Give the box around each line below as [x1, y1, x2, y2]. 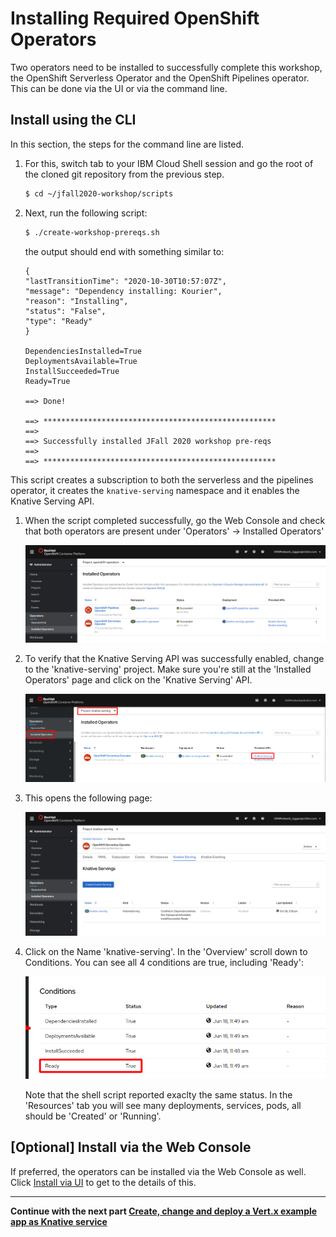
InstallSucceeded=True [24, 366, 120, 376]
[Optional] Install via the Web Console [10, 1139, 252, 1156]
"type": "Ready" [24, 316, 93, 326]
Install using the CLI [10, 112, 137, 129]
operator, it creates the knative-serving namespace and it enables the [10, 484, 300, 496]
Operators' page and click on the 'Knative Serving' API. [24, 674, 253, 686]
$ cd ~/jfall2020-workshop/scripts [24, 188, 174, 199]
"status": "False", [24, 306, 107, 316]
